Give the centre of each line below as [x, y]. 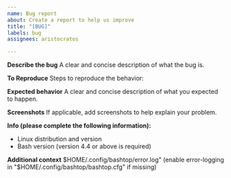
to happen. [22, 99]
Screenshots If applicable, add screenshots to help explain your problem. [112, 112]
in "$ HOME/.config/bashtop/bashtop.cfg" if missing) [82, 167]
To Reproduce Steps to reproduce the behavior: [75, 78]
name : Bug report [32, 13]
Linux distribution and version [59, 139]
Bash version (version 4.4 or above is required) [84, 146]
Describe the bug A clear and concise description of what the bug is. [106, 65]
